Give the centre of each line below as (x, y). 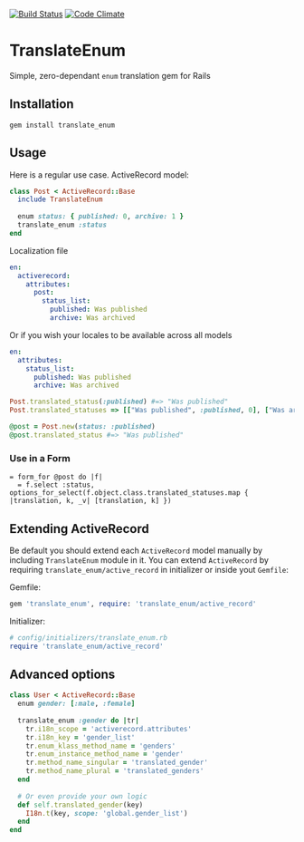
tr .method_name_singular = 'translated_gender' (117, 763)
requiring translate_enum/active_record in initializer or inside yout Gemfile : (149, 569)
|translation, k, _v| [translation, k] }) (90, 501)
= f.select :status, (56, 485)
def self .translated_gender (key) (81, 805)
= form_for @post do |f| (56, 477)
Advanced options (62, 674)
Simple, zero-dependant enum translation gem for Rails (110, 75)
